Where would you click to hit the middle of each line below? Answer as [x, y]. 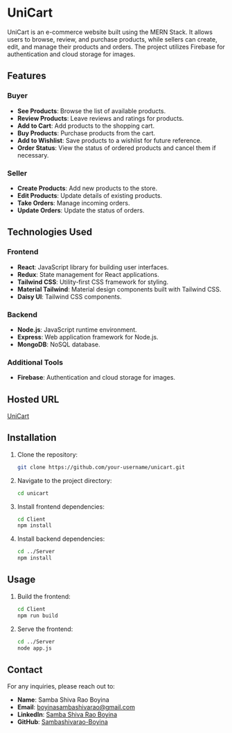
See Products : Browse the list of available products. [91, 111]
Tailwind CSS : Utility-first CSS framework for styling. [93, 282]
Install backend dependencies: [61, 539]
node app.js [34, 648]
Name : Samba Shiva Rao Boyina [63, 700]
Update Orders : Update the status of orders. [81, 210]
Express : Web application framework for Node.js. [88, 337]
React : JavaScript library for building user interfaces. [93, 267]
